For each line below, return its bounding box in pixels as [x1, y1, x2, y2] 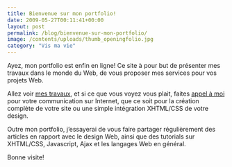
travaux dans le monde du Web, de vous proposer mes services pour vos [7, 69, 217, 77]
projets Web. [7, 76, 44, 84]
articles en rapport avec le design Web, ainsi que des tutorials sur [7, 132, 195, 141]
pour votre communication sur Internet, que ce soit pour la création [7, 97, 199, 105]
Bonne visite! [7, 153, 44, 161]
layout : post [7, 23, 45, 30]
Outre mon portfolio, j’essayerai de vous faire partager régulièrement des [7, 125, 216, 133]
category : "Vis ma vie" [7, 42, 76, 49]
